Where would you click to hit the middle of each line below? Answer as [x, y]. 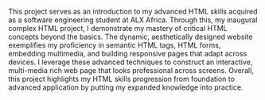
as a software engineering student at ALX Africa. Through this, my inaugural [133, 20]
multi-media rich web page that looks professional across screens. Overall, [131, 70]
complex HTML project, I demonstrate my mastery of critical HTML [118, 28]
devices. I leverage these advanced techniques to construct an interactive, [131, 62]
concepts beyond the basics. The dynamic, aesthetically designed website [131, 37]
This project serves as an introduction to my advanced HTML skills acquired [133, 12]
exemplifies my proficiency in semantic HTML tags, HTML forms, [115, 45]
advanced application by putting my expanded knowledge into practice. [126, 87]
